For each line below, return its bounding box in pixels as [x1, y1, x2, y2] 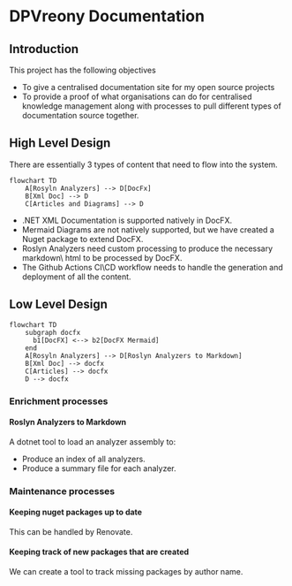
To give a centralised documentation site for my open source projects [21, 82, 275, 92]
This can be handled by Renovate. [9, 526, 133, 537]
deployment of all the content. [21, 271, 131, 282]
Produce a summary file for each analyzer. [21, 462, 176, 474]
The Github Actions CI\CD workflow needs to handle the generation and [21, 262, 284, 272]
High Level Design [9, 135, 111, 151]
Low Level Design [9, 297, 109, 312]
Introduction [9, 42, 79, 57]
